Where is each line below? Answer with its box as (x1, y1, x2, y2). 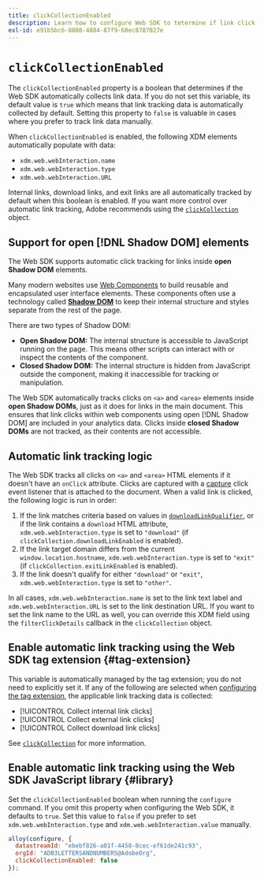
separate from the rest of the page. (8, 305, 122, 315)
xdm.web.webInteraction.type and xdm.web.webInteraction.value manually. (8, 819, 251, 829)
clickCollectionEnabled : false (15, 857, 118, 865)
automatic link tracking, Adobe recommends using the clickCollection (8, 204, 239, 214)
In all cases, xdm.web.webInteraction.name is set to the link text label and (8, 593, 243, 602)
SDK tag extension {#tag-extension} (8, 654, 191, 667)
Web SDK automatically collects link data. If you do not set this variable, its (8, 91, 251, 101)
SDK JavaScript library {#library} (8, 773, 174, 787)
